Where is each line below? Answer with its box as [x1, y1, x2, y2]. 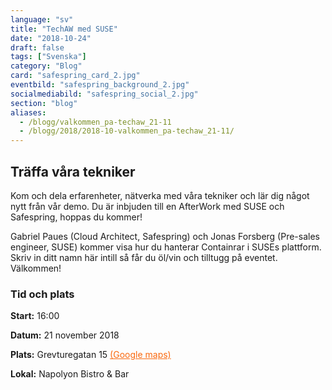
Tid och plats [10, 287, 75, 301]
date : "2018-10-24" [10, 33, 92, 43]
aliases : [10, 107, 47, 118]
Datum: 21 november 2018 [10, 329, 120, 341]
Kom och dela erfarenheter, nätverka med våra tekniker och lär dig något [10, 189, 310, 201]
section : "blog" [10, 98, 78, 108]
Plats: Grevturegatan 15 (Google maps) [10, 349, 172, 361]
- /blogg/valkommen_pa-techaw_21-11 [19, 117, 172, 127]
